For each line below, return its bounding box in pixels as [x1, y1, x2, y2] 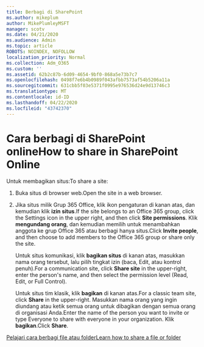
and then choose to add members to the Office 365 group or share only [15, 234, 195, 241]
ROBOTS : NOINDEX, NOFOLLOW [6, 49, 75, 55]
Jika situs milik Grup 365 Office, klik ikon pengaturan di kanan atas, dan [15, 201, 195, 209]
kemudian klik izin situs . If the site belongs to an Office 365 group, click [15, 208, 194, 215]
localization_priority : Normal [6, 54, 86, 60]
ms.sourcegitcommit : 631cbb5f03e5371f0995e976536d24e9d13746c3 [6, 83, 171, 89]
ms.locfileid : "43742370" [6, 105, 72, 112]
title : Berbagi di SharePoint [6, 9, 83, 15]
